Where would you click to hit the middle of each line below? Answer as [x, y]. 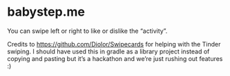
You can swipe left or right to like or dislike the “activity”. [87, 31]
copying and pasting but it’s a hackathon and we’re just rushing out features [115, 58]
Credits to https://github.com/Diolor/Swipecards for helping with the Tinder [114, 44]
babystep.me [46, 12]
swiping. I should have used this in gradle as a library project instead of [108, 51]
